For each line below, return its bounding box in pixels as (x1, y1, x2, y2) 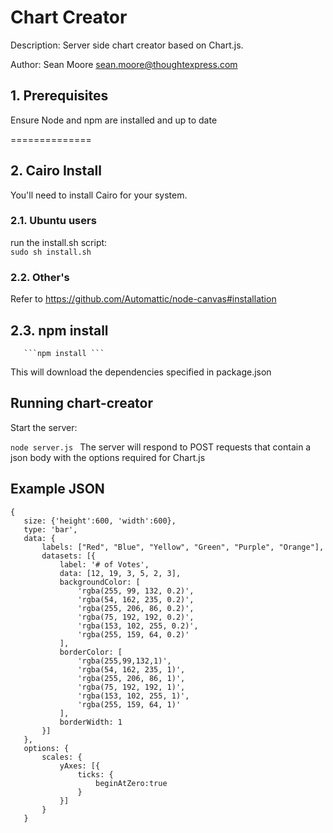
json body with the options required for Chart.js (10, 451, 206, 463)
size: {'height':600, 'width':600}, (23, 516, 177, 526)
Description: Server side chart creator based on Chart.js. (10, 39, 244, 51)
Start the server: (10, 421, 78, 433)
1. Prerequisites (10, 87, 109, 105)
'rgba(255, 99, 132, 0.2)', (77, 586, 195, 596)
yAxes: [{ (59, 761, 101, 771)
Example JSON (10, 481, 105, 498)
